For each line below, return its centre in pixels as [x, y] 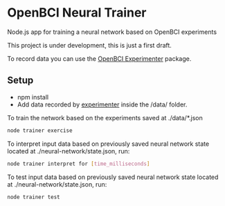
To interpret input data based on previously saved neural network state [108, 144]
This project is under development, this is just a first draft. [89, 45]
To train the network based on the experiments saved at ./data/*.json [105, 118]
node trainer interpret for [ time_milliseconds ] [79, 164]
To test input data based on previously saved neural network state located [113, 177]
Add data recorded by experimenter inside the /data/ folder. [102, 104]
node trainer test [34, 197]
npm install [33, 97]
